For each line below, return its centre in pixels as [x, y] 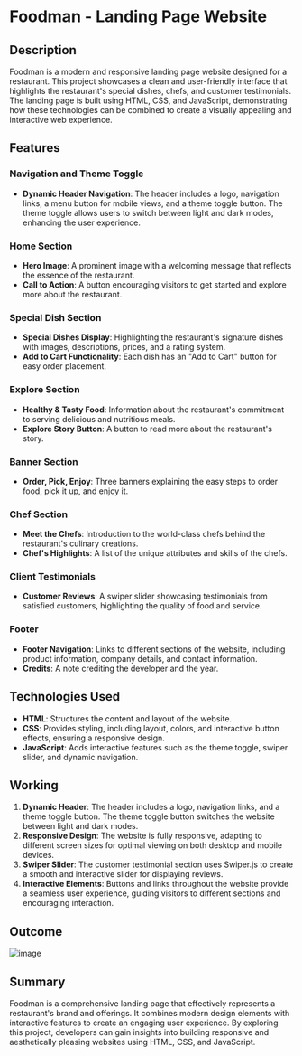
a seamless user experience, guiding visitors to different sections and [151, 893]
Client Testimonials [53, 577]
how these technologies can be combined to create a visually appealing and [151, 110]
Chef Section [39, 514]
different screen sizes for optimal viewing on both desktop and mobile [152, 845]
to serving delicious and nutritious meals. [99, 419]
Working [34, 785]
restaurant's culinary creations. [80, 543]
